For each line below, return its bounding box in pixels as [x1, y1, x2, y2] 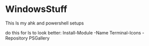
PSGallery [28, 35, 50, 41]
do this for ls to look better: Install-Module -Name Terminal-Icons [5, 29, 141, 35]
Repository [5, 35, 28, 41]
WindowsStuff [5, 3, 67, 15]
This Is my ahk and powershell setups [5, 20, 84, 26]
